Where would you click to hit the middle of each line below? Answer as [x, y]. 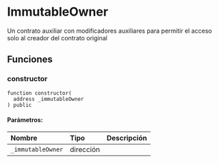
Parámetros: [25, 120]
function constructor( [39, 93]
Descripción [127, 138]
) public [20, 105]
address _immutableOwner [49, 99]
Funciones [30, 60]
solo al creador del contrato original [57, 38]
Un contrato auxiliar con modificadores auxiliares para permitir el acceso [109, 31]
